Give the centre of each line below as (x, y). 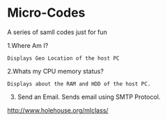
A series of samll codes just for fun (57, 32)
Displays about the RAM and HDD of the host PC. (79, 84)
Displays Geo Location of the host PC (63, 58)
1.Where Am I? (28, 45)
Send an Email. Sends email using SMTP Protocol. (89, 97)
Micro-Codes (46, 13)
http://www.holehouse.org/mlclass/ (58, 110)
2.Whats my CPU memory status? (56, 71)
